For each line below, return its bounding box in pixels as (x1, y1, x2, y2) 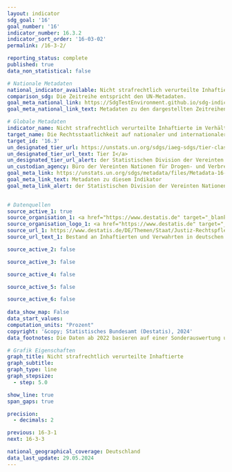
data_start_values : (7, 315, 64, 322)
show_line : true (7, 391, 54, 398)
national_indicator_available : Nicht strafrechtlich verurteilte (7, 86, 199, 93)
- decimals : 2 (13, 417, 54, 424)
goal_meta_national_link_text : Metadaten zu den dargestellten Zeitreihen (7, 106, 227, 113)
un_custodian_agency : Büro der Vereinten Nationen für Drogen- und (7, 163, 206, 170)
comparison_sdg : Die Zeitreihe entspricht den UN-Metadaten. (7, 93, 187, 100)
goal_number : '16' (7, 23, 60, 30)
